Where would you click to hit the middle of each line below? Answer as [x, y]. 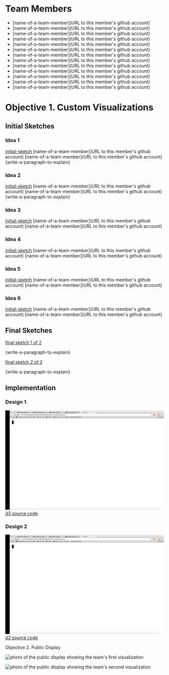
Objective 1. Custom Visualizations [79, 108]
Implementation [31, 388]
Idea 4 [13, 239]
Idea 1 [13, 140]
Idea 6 [13, 298]
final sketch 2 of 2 [24, 362]
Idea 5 [13, 269]
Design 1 [16, 402]
